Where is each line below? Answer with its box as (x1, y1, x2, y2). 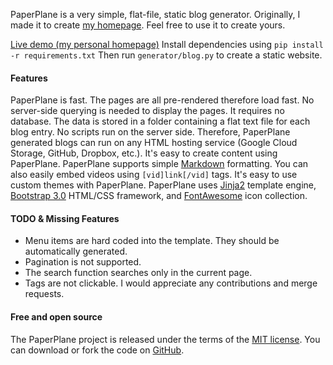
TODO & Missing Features (10, 212, 120, 224)
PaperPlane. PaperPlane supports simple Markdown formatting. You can (10, 158, 309, 170)
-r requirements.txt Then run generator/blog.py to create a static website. (10, 49, 323, 61)
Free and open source (10, 311, 103, 323)
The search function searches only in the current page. (24, 267, 253, 279)
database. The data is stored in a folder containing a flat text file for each (10, 115, 311, 128)
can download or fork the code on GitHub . (10, 344, 185, 356)
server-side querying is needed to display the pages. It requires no (10, 105, 285, 117)
